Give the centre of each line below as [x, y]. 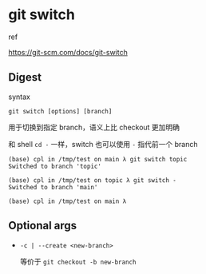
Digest [25, 77]
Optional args [43, 226]
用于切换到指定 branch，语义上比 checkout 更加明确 [94, 127]
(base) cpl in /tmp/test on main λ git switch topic [98, 159]
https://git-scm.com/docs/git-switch [68, 52]
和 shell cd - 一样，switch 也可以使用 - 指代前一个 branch [103, 144]
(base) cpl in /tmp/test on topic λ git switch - [93, 180]
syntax [19, 97]
